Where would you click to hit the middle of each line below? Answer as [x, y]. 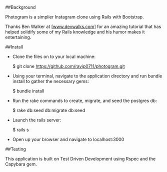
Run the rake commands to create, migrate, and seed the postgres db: [85, 100]
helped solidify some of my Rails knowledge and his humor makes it [75, 32]
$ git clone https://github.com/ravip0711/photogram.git [68, 66]
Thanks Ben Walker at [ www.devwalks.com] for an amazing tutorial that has [83, 26]
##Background [20, 7]
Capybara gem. [21, 164]
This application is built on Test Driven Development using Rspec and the [80, 159]
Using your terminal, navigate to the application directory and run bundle [87, 76]
